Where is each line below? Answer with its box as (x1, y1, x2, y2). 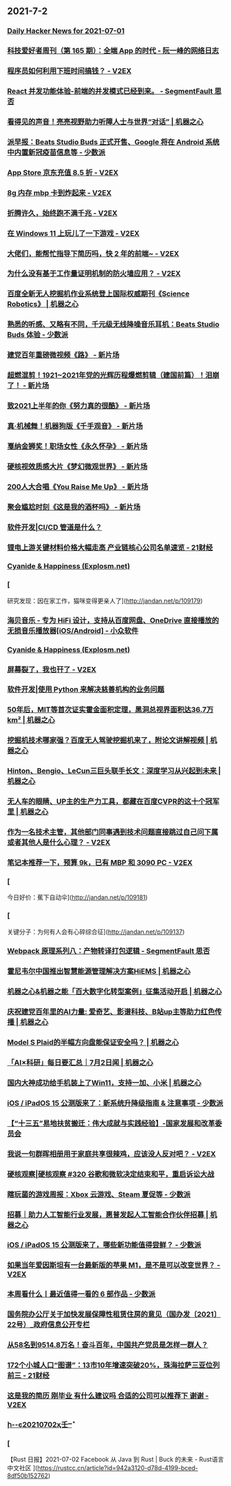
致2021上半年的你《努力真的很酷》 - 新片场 (7, 401, 151, 411)
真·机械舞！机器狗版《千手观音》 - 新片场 (7, 421, 143, 430)
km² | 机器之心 (7, 715, 56, 725)
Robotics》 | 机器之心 (7, 299, 79, 309)
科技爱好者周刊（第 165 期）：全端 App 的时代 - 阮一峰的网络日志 (7, 46, 219, 56)
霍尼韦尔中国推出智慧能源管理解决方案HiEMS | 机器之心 (7, 967, 191, 976)
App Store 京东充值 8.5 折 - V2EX (7, 168, 119, 177)
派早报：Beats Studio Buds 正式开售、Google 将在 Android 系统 (7, 137, 220, 147)
